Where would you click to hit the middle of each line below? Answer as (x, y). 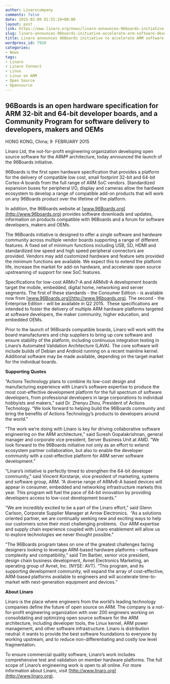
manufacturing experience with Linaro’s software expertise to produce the (82, 387)
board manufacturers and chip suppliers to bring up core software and (79, 335)
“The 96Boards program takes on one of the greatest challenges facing (80, 544)
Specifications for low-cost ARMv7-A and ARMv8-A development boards (81, 282)
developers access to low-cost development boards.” (61, 498)
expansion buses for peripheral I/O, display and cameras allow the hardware (85, 188)
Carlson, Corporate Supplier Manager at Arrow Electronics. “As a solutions (83, 513)
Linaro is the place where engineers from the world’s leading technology (80, 602)
